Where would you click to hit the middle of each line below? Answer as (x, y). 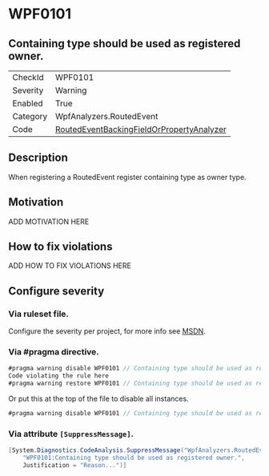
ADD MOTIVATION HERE (49, 222)
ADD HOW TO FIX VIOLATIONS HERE (70, 266)
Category (30, 116)
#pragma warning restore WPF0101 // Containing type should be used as (130, 384)
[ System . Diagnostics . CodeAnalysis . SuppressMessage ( (96, 450)
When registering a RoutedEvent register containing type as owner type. (127, 177)
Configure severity (56, 291)
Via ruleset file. (39, 314)
